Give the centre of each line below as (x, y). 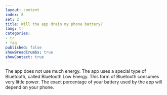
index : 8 (14, 15)
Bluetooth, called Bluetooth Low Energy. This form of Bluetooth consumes (82, 77)
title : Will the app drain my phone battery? (54, 24)
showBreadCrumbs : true (29, 52)
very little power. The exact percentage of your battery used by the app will (84, 82)
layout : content (22, 10)
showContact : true (25, 57)
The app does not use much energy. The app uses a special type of (76, 71)
